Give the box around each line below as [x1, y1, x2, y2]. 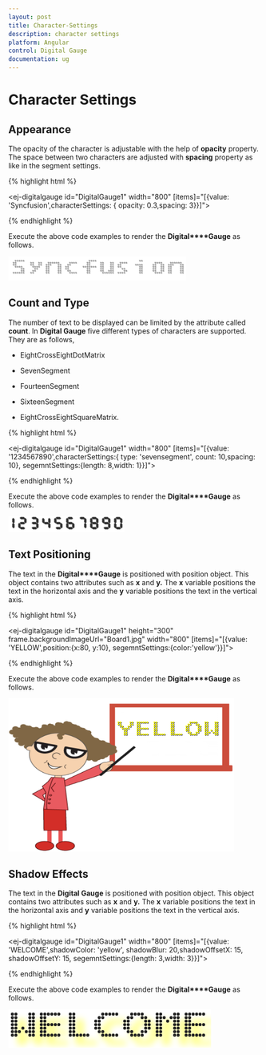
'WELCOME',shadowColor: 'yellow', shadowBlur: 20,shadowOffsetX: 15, [8, 945, 244, 955]
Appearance [8, 123, 72, 136]
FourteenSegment [19, 381, 80, 390]
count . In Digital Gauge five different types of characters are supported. [8, 325, 247, 336]
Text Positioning [8, 548, 91, 561]
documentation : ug [8, 55, 69, 63]
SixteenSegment [19, 397, 75, 406]
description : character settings [8, 30, 120, 38]
